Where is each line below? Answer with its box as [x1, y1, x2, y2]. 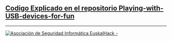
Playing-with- [118, 4, 164, 13]
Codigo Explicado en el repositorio [5, 4, 118, 13]
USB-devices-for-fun [5, 12, 75, 21]
